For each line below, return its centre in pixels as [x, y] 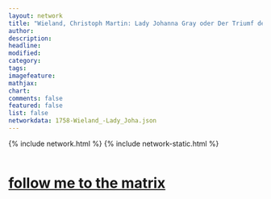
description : [30, 38]
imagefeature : [32, 76]
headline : [25, 46]
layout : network [35, 16]
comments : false [35, 98]
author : [21, 31]
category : [25, 61]
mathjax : [23, 83]
